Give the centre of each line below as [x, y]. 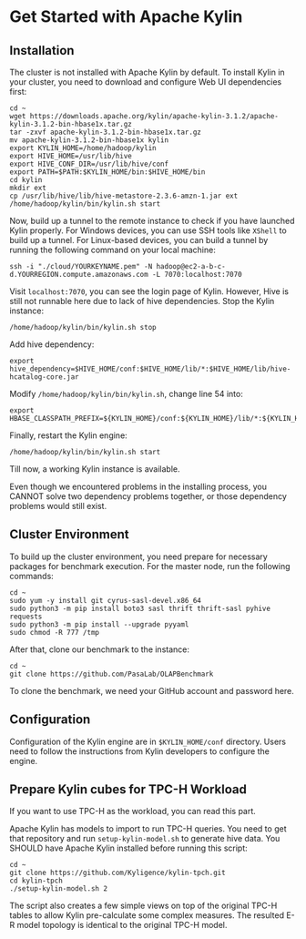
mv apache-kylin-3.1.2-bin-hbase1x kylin [89, 140]
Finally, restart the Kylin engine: [68, 435]
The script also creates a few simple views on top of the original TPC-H [143, 906]
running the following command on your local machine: [112, 250]
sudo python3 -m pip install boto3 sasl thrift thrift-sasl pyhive [140, 608]
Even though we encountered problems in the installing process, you [138, 486]
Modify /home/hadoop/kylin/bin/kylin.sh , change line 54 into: [126, 394]
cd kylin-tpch [36, 881]
